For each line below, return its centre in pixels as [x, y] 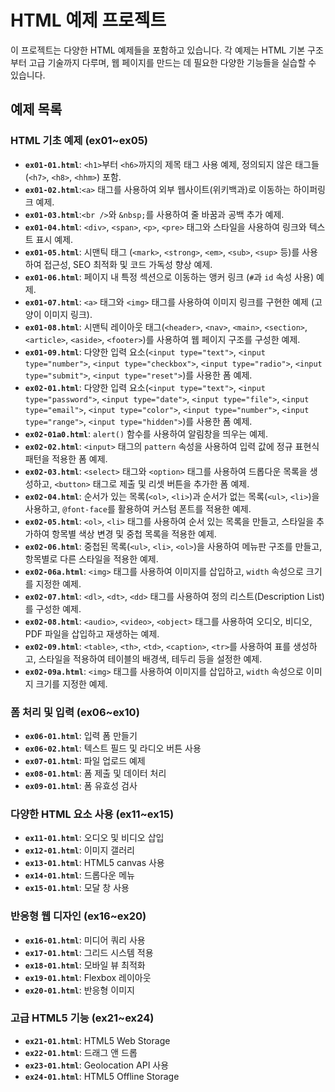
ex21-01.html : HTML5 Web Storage [97, 1040]
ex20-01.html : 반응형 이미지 [79, 990]
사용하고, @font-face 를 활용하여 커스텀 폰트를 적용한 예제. [138, 508]
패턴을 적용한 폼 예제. [66, 458]
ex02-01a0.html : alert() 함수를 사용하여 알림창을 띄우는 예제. [146, 433]
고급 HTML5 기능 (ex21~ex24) [82, 1018]
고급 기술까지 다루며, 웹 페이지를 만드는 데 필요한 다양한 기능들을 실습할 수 [172, 62]
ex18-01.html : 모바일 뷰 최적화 [85, 965]
